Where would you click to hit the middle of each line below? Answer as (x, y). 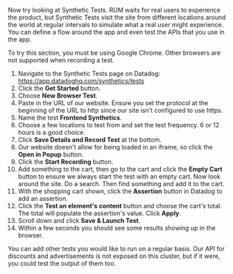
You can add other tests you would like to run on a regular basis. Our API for (116, 249)
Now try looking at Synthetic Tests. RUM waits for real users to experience (114, 10)
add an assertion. (43, 199)
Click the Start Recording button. (66, 162)
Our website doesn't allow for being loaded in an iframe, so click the (115, 147)
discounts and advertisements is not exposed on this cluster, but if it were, (114, 256)
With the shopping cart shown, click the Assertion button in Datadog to (120, 191)
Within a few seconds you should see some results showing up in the (116, 228)
